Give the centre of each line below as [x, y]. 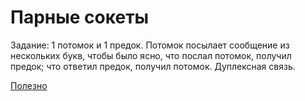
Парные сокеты [80, 17]
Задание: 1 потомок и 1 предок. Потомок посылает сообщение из [150, 45]
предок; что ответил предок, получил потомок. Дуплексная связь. [153, 66]
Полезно [29, 85]
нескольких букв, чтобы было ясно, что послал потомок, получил [151, 55]
